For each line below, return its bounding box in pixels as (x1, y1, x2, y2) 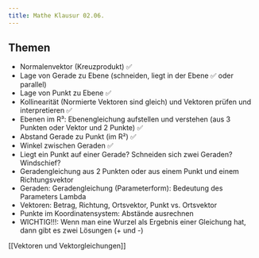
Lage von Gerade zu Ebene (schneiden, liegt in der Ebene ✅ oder (19, 71, 234, 80)
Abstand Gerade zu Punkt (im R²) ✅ (19, 132, 137, 141)
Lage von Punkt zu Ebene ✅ (19, 88, 112, 98)
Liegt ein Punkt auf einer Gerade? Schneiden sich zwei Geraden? (19, 150, 233, 160)
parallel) (19, 80, 47, 90)
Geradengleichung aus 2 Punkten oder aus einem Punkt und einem (19, 167, 240, 176)
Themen (8, 41, 51, 55)
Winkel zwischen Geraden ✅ (19, 141, 114, 151)
